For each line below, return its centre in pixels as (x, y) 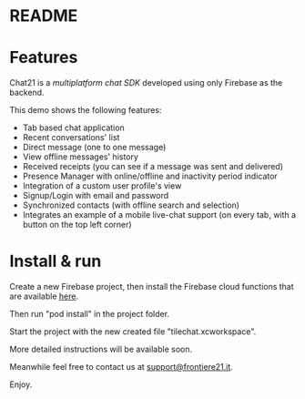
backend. (27, 93)
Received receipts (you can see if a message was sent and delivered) (153, 167)
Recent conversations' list (71, 138)
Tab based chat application (73, 128)
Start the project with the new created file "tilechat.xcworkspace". (133, 332)
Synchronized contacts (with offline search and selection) (131, 205)
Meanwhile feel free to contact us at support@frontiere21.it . (122, 367)
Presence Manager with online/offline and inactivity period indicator (150, 176)
